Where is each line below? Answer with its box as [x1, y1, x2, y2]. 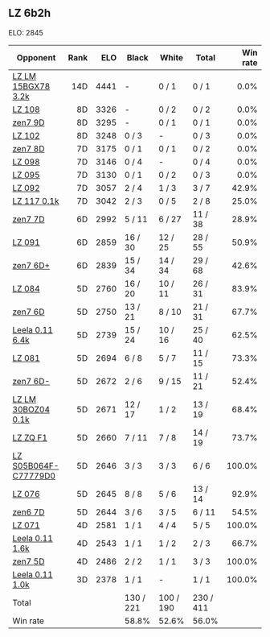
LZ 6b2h [8, 6, 51, 20]
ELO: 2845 [8, 27, 44, 37]
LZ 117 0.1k [12, 195, 59, 206]
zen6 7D [12, 507, 45, 518]
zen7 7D [12, 213, 45, 225]
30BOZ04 [12, 403, 51, 415]
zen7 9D [12, 117, 45, 128]
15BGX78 [12, 81, 51, 92]
